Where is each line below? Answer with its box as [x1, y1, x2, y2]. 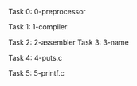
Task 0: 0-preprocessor [8, 7, 86, 16]
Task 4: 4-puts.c [8, 53, 63, 62]
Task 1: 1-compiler [8, 22, 68, 31]
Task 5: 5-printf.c [8, 68, 65, 78]
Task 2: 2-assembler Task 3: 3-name [8, 37, 129, 47]
